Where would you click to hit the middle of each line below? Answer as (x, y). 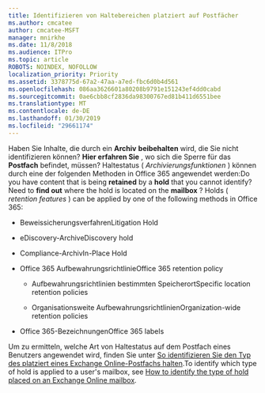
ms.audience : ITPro (40, 52)
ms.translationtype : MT (47, 104)
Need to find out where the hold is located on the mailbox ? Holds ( (118, 190)
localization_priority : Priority (63, 74)
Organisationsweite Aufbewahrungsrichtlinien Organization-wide (136, 307)
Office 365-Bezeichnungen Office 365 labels (92, 331)
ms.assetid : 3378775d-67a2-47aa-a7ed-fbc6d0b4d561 (93, 81)
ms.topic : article (38, 60)
